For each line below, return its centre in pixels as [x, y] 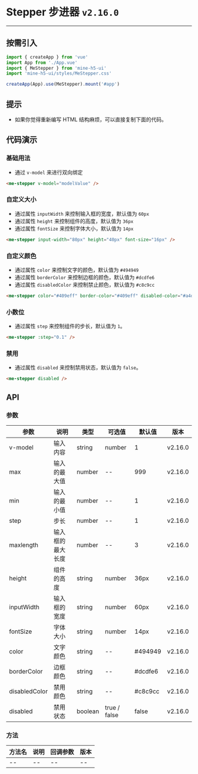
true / [113, 707]
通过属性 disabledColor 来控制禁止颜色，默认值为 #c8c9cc [85, 284]
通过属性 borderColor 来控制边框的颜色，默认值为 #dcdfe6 [85, 277]
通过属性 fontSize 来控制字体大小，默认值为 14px [74, 228]
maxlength [24, 545]
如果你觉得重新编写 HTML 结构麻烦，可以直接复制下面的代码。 [90, 119]
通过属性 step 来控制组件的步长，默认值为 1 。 [70, 326]
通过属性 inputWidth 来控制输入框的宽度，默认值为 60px [82, 213]
